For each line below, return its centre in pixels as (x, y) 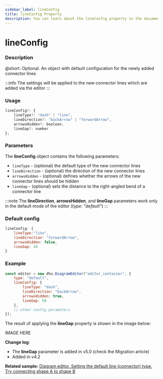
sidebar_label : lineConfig (32, 9)
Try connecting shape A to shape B (40, 371)
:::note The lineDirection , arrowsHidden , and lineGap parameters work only (81, 201)
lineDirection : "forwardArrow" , (46, 238)
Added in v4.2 (26, 357)
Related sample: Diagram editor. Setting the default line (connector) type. (79, 366)
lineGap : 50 (35, 301)
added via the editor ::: (27, 88)
